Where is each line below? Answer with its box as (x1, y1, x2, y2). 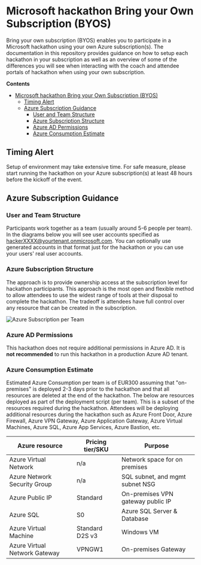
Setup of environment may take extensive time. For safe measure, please (6, 163, 186, 170)
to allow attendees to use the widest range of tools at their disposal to (6, 291, 178, 299)
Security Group (9, 480, 52, 488)
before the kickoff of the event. (6, 175, 83, 183)
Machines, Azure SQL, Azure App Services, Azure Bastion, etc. (6, 424, 162, 431)
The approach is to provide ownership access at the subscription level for (6, 278, 188, 285)
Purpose (144, 442, 169, 450)
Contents (6, 80, 30, 87)
